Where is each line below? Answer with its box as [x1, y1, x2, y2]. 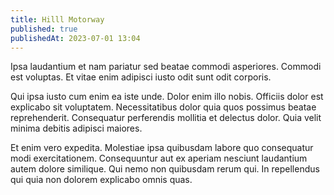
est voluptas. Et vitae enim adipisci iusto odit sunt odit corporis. [10, 71, 272, 83]
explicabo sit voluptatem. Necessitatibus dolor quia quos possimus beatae [10, 101, 317, 113]
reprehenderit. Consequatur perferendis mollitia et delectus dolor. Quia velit [10, 112, 322, 124]
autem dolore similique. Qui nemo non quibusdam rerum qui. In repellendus [10, 163, 320, 175]
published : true [10, 24, 78, 34]
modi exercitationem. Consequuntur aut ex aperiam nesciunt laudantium [10, 152, 308, 165]
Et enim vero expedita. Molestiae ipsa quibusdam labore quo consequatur [10, 142, 314, 154]
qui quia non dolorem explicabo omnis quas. [10, 174, 193, 186]
